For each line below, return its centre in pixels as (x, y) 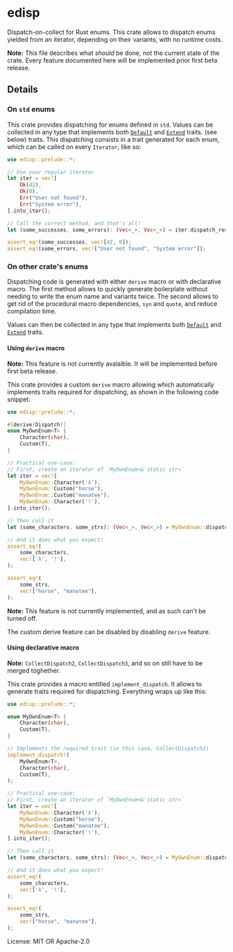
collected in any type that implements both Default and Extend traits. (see (112, 132)
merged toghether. (34, 670)
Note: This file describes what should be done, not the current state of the (113, 53)
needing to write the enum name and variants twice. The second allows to (113, 296)
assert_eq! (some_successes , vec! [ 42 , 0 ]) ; (69, 242)
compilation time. (32, 312)
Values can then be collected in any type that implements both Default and (114, 325)
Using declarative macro (43, 647)
